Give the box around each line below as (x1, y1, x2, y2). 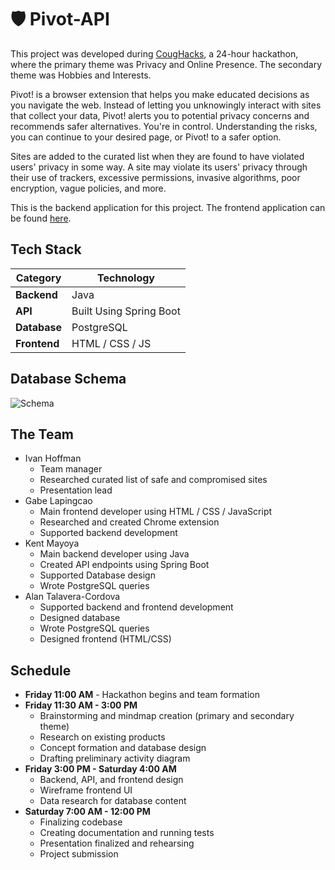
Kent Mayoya (24, 537, 80, 550)
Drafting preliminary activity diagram (39, 752, 191, 765)
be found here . (10, 212, 72, 224)
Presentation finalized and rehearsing (39, 837, 195, 850)
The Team (10, 426, 75, 443)
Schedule (10, 662, 72, 679)
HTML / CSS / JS (71, 336, 152, 350)
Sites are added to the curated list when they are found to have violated (10, 150, 305, 162)
